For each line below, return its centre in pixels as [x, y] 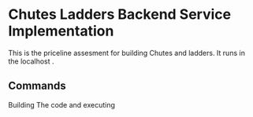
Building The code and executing [62, 104]
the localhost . [31, 61]
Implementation [61, 31]
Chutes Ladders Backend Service [119, 15]
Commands [37, 86]
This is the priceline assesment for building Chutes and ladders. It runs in [127, 53]
